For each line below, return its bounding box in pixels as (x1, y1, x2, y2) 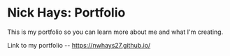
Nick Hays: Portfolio (7, 5, 126, 21)
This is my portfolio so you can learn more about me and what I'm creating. (7, 28, 224, 36)
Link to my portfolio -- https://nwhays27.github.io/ (7, 41, 151, 49)
